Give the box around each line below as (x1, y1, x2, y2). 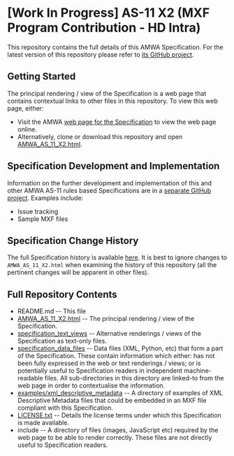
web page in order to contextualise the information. (17, 381, 166, 390)
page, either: (7, 104, 44, 113)
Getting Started (7, 71, 76, 83)
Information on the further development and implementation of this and (7, 178, 212, 187)
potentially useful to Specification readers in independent (17, 366, 183, 375)
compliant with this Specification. (17, 404, 114, 412)
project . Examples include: (7, 194, 84, 202)
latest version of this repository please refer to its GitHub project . (7, 50, 194, 59)
